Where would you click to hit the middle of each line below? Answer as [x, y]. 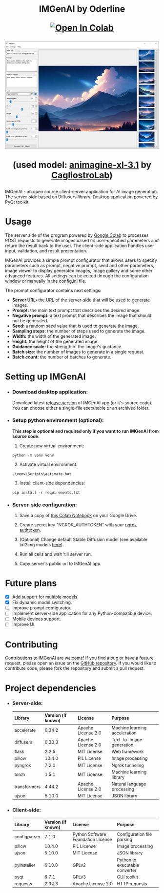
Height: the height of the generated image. [55, 342]
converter [127, 870]
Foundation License [92, 839]
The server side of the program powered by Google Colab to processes [77, 235]
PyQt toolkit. [18, 202]
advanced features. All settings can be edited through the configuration [77, 276]
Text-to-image [127, 739]
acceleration [124, 733]
